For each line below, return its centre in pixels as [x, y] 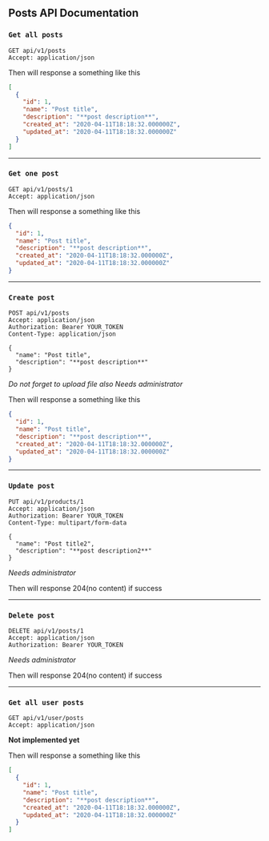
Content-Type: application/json [62, 334]
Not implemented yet [44, 740]
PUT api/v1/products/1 [46, 501]
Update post [32, 486]
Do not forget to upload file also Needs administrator [96, 384]
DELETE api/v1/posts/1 [46, 631]
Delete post [32, 615]
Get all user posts [46, 702]
